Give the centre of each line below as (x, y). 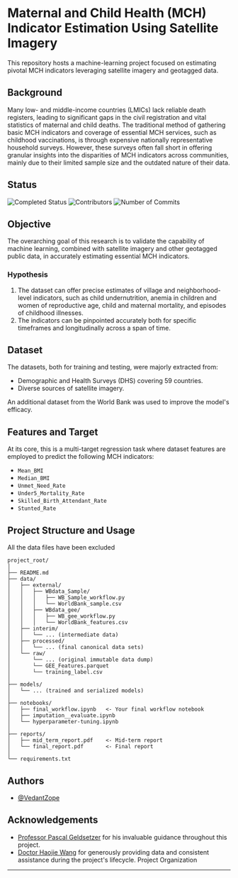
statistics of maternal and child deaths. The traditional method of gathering (117, 125)
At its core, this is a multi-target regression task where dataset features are (117, 449)
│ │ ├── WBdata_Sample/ (49, 591)
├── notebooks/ (30, 704)
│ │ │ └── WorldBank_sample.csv (64, 604)
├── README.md (28, 573)
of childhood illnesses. (50, 313)
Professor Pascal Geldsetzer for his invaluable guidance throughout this (123, 837)
